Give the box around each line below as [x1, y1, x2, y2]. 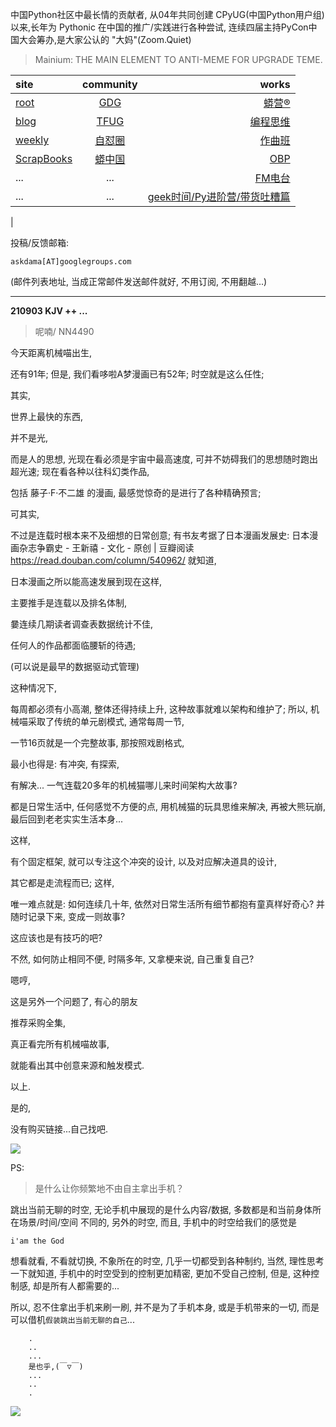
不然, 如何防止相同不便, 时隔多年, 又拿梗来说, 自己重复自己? [10, 953, 255, 965]
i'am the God [10, 1236, 65, 1246]
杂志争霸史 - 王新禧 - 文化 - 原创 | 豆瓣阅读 [18, 542, 195, 553]
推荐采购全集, [10, 1017, 67, 1028]
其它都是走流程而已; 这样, [10, 877, 115, 888]
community [82, 78, 138, 91]
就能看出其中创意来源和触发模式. [10, 1059, 145, 1071]
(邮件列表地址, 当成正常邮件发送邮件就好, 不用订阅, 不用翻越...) [10, 276, 268, 287]
